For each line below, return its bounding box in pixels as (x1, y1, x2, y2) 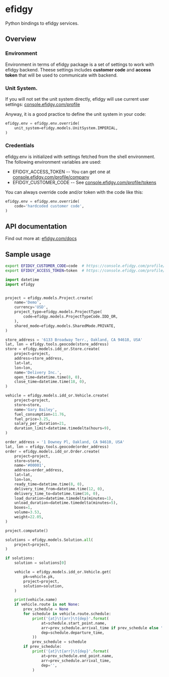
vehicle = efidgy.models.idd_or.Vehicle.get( (14, 570, 112, 575)
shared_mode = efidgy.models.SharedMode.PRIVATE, (14, 323, 116, 328)
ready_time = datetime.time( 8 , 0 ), (14, 482, 84, 487)
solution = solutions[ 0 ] (14, 560, 66, 566)
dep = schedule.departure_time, (41, 630, 105, 635)
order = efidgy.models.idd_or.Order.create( (5, 449, 100, 454)
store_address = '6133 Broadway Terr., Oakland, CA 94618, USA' (5, 337, 143, 342)
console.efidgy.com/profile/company (12, 174, 90, 180)
